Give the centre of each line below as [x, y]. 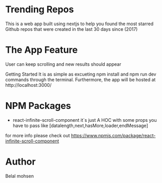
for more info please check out [38, 135]
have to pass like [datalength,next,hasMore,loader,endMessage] [80, 125]
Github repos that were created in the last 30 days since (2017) [72, 29]
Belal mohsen [20, 176]
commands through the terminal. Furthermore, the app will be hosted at [80, 79]
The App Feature [42, 50]
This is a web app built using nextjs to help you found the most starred [79, 24]
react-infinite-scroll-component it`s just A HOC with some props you [85, 120]
